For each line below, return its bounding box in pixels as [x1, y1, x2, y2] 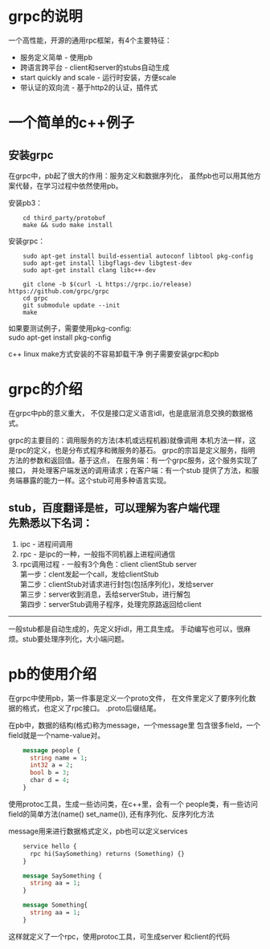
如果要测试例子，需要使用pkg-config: [8, 323, 132, 333]
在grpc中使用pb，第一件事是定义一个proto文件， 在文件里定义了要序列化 [8, 693, 249, 703]
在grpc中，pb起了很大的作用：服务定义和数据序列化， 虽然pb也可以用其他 [8, 170, 255, 181]
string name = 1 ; [29, 754, 88, 762]
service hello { [22, 842, 78, 850]
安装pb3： [8, 198, 43, 207]
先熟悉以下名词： [8, 516, 93, 530]
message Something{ [22, 901, 88, 910]
